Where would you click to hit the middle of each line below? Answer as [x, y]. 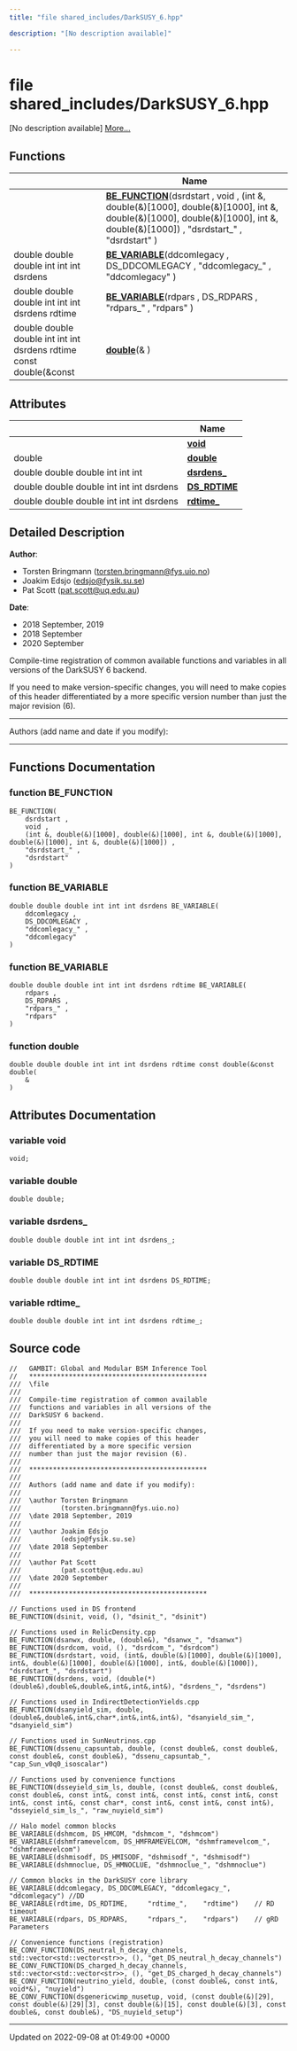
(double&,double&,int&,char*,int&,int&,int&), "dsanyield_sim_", [132, 1718]
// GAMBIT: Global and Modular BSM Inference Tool [108, 1369]
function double [44, 1047]
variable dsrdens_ [49, 1221]
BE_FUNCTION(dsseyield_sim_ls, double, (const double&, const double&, [144, 1788]
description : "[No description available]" [91, 33]
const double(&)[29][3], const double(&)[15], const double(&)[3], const [148, 2005]
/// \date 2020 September [59, 1579]
